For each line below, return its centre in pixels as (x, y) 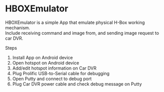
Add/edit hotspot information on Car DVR (54, 68)
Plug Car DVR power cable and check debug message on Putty (77, 84)
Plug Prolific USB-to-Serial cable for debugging (61, 73)
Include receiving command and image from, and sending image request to (82, 33)
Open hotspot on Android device (46, 63)
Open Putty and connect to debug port (52, 79)
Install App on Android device (42, 57)
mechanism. (18, 27)
